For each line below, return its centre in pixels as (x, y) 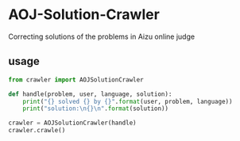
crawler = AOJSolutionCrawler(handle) (72, 123)
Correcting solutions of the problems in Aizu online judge (102, 36)
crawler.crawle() (37, 131)
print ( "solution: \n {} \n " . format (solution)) (96, 109)
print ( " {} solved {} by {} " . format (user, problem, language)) (128, 101)
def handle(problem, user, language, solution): (90, 94)
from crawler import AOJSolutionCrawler (76, 80)
